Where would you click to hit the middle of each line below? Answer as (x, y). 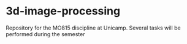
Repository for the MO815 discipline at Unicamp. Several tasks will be (93, 28)
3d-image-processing (63, 11)
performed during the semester (45, 34)
